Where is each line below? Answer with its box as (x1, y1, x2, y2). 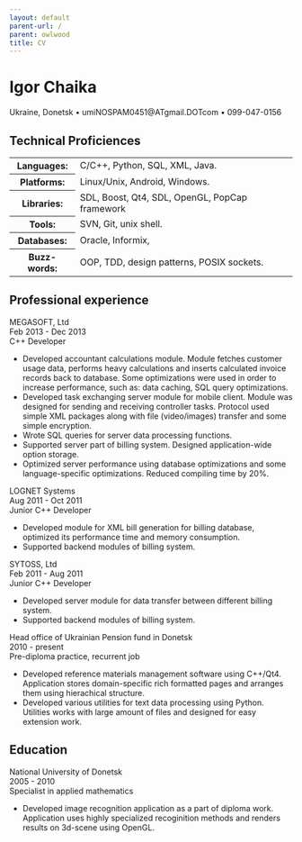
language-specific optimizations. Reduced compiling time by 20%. (22, 467, 270, 478)
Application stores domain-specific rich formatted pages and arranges (22, 677, 284, 689)
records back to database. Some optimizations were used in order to (22, 372, 277, 383)
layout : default (9, 13, 70, 23)
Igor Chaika (9, 77, 97, 97)
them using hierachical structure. (22, 687, 146, 698)
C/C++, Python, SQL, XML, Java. (79, 159, 218, 172)
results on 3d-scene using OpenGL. (22, 821, 155, 833)
